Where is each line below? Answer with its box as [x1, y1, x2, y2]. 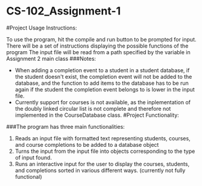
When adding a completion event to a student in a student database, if [14, 66, 190, 73]
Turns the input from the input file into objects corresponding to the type [14, 147, 195, 155]
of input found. [14, 153, 52, 161]
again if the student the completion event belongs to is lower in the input [14, 85, 195, 93]
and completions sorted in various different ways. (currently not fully [14, 167, 186, 174]
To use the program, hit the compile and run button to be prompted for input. [6, 36, 197, 43]
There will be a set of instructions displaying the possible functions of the [6, 42, 189, 49]
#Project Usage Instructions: [6, 24, 77, 31]
